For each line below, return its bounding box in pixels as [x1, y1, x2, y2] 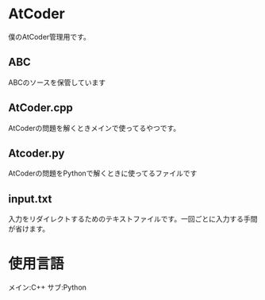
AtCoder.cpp [8, 101, 74, 115]
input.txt [8, 192, 52, 206]
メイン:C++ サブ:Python [8, 283, 87, 292]
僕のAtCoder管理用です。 [8, 32, 91, 41]
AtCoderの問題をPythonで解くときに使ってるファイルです [8, 168, 198, 179]
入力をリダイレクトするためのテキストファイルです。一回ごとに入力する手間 [8, 214, 258, 224]
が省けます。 [8, 224, 50, 234]
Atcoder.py [8, 146, 65, 160]
